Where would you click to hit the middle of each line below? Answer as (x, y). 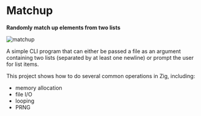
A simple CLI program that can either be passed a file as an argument (94, 51)
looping (25, 101)
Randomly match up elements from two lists (64, 27)
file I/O (24, 94)
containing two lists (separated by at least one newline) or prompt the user (100, 57)
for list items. (23, 64)
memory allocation (38, 88)
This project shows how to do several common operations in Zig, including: (101, 76)
